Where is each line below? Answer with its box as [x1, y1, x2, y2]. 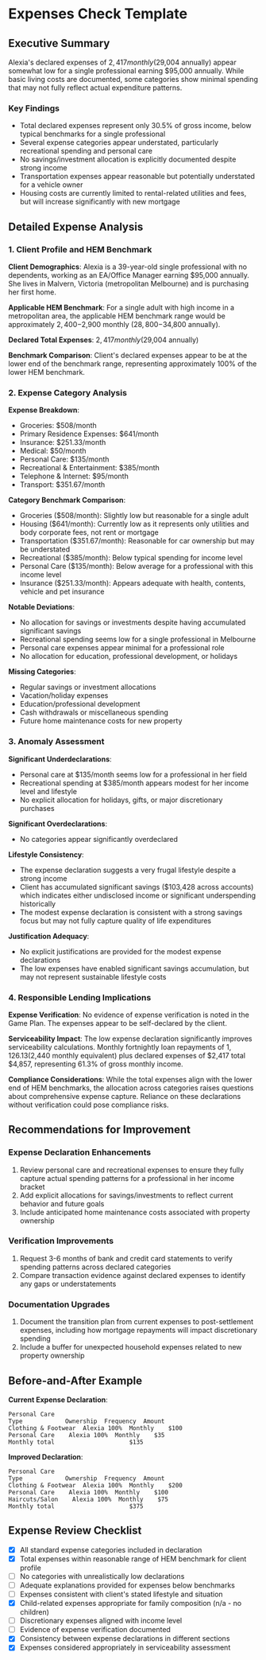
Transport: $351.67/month [19, 480, 106, 489]
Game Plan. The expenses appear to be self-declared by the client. [8, 1018, 228, 1027]
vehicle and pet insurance [19, 586, 105, 597]
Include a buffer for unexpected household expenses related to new [19, 1342, 242, 1352]
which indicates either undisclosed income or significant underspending [19, 890, 256, 900]
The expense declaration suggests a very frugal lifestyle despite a [19, 865, 237, 875]
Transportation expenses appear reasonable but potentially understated [19, 172, 256, 181]
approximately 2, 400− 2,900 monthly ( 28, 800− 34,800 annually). [8, 319, 221, 329]
